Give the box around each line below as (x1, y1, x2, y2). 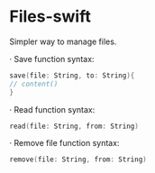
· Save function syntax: (9, 53, 95, 64)
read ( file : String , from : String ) (9, 122, 140, 131)
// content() (9, 79, 59, 88)
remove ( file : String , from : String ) (9, 155, 147, 164)
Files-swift (9, 6, 92, 27)
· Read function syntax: (9, 104, 96, 114)
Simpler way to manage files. (9, 36, 117, 47)
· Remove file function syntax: (9, 138, 120, 149)
